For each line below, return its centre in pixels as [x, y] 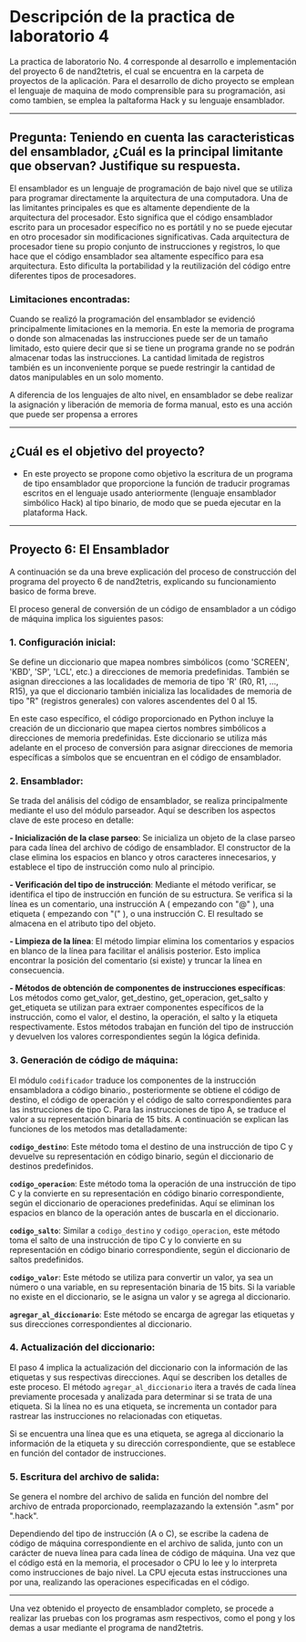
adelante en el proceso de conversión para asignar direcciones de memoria [151, 747]
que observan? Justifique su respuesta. [125, 166]
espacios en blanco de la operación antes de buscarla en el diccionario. [144, 1213]
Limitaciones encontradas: [70, 299]
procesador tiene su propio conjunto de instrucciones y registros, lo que [145, 246]
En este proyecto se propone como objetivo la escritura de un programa [158, 473]
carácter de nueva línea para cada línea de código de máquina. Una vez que [153, 1553]
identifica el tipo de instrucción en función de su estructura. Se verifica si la [151, 895]
